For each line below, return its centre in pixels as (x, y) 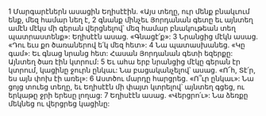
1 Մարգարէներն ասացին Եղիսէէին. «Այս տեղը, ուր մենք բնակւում (129, 11)
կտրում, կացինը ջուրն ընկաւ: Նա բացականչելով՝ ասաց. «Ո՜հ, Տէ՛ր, (132, 70)
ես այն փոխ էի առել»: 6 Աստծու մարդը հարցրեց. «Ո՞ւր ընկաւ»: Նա (131, 79)
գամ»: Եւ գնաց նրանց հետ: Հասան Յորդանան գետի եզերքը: (121, 53)
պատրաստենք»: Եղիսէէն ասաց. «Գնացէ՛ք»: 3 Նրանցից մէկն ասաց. (133, 36)
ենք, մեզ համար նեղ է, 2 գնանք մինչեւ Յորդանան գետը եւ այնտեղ (131, 20)
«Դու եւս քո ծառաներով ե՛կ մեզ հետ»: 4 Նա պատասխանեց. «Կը (127, 45)
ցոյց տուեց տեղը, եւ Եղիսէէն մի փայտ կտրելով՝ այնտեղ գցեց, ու (126, 87)
